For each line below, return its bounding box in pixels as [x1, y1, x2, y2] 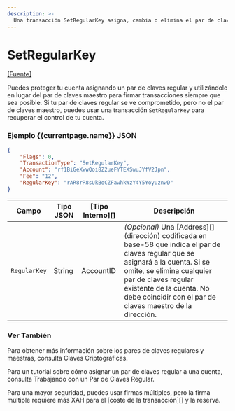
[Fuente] [7, 70, 32, 78]
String [53, 265, 73, 275]
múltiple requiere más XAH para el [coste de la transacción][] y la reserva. [7, 396, 221, 405]
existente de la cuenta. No [124, 283, 210, 293]
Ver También [7, 330, 52, 340]
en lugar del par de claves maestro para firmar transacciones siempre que [7, 91, 221, 99]
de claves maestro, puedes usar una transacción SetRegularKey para [7, 106, 205, 114]
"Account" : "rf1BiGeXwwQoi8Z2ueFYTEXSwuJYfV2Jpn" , [20, 166, 171, 174]
